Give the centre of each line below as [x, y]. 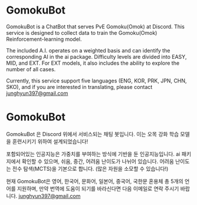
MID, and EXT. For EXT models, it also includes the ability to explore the [93, 63]
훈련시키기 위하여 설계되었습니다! [50, 141]
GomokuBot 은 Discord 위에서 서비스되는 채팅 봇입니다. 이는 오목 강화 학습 [93, 134]
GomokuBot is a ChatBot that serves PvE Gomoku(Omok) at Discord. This [95, 27]
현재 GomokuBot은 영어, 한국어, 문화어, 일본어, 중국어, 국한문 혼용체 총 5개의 [95, 181]
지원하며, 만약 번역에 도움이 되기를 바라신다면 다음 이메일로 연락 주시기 [98, 189]
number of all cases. [31, 69]
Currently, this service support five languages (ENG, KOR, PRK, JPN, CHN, [96, 81]
